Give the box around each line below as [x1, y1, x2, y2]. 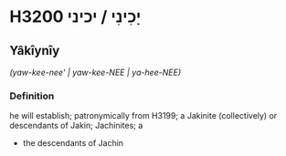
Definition [9, 89, 55, 102]
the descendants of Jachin [22, 138, 124, 149]
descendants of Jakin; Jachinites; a [9, 120, 143, 131]
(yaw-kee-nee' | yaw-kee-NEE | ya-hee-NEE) [9, 67, 182, 78]
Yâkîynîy [9, 43, 60, 58]
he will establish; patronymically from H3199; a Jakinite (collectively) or [9, 110, 278, 121]
